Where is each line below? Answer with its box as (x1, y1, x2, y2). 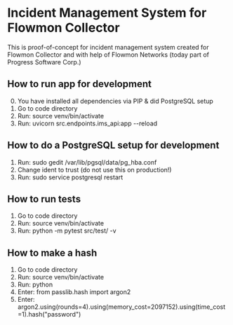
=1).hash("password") (17, 310, 81, 319)
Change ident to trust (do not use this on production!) (17, 165, 172, 174)
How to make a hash (7, 247, 98, 258)
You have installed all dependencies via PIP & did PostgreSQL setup (17, 97, 214, 105)
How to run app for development (7, 78, 152, 90)
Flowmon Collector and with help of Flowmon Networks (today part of (7, 50, 209, 59)
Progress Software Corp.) (7, 57, 82, 66)
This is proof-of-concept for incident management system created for (7, 43, 209, 51)
